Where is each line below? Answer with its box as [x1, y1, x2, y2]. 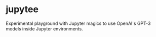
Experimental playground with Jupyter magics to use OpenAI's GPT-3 [6, 20, 151, 26]
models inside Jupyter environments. [6, 25, 83, 31]
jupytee [6, 4, 38, 15]
